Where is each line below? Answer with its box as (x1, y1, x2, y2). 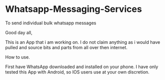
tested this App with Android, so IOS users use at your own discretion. (5, 69, 150, 75)
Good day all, (5, 29, 32, 35)
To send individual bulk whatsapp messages (5, 20, 96, 26)
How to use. (5, 54, 30, 60)
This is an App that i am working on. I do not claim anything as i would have (5, 39, 160, 45)
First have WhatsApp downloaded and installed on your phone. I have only (5, 64, 158, 70)
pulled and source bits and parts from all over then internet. (5, 44, 127, 50)
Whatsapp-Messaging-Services (5, 3, 142, 15)
